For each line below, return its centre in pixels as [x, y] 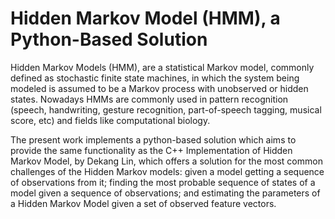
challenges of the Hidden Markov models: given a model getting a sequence [167, 171]
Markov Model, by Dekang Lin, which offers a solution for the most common [166, 161]
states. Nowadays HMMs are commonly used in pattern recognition [149, 99]
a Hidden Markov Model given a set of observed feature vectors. [143, 203]
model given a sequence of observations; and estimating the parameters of [165, 193]
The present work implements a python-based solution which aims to [153, 139]
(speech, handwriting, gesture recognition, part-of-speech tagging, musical [166, 109]
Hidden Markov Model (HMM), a [145, 18]
